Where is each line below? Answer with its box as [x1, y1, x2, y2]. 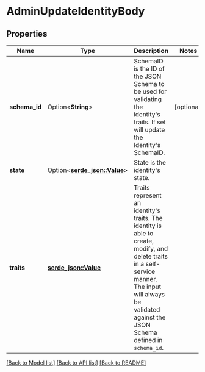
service [134, 267, 156, 276]
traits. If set [134, 118, 166, 126]
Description [134, 47, 169, 55]
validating [134, 95, 162, 103]
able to [134, 229, 154, 237]
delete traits [134, 252, 168, 260]
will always [134, 290, 165, 298]
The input [134, 282, 162, 291]
